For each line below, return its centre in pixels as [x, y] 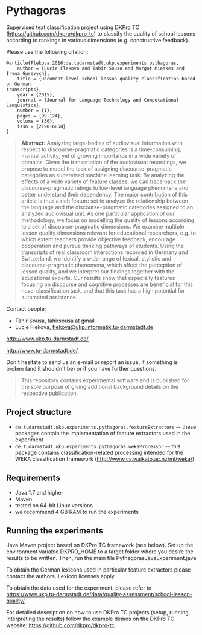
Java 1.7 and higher [39, 492]
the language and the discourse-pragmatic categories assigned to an [107, 207]
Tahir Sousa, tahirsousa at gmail [55, 321]
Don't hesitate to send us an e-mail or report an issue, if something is [92, 362]
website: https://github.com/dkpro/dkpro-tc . [61, 625]
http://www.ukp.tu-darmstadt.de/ [48, 339]
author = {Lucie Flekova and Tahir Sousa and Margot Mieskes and [101, 68]
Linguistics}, [24, 105]
